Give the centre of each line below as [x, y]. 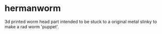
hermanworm [33, 8]
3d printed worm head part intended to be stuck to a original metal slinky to [81, 22]
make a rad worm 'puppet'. [32, 26]
